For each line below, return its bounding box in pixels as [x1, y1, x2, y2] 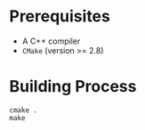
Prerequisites [9, 6, 111, 27]
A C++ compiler [21, 36, 81, 46]
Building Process [9, 77, 137, 97]
